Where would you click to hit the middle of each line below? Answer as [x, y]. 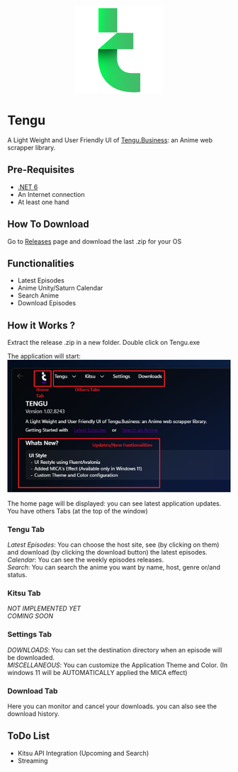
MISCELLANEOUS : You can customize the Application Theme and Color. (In [118, 665]
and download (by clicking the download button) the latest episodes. [107, 552]
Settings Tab [29, 635]
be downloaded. [31, 657]
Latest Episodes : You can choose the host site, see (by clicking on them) [113, 545]
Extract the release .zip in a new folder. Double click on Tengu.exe [104, 343]
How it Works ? [41, 325]
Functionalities [41, 263]
